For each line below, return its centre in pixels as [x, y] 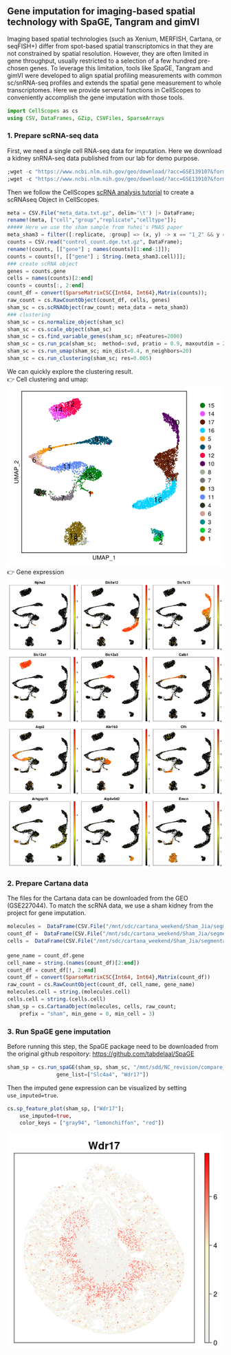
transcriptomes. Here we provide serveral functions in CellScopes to [104, 90]
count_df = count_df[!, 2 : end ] [52, 970]
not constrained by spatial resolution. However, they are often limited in [108, 53]
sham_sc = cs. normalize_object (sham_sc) [66, 322]
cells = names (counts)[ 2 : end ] [51, 279]
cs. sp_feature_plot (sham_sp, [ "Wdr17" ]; [66, 1108]
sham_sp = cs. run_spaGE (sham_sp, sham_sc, [69, 1067]
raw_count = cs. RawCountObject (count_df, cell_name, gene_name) [101, 985]
